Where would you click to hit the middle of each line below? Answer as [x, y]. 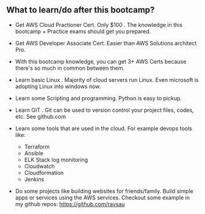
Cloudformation [44, 172]
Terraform [37, 147]
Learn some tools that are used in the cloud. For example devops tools [103, 128]
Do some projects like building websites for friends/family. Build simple [104, 191]
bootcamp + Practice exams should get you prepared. [83, 31]
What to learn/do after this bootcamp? [81, 10]
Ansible [34, 153]
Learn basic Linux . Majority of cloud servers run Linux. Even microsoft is [107, 79]
